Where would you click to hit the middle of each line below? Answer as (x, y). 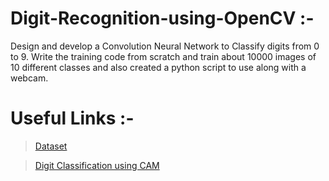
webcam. (29, 78)
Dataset (51, 146)
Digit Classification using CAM (97, 165)
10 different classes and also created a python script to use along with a (158, 67)
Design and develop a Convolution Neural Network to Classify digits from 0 (165, 46)
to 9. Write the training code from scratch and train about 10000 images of (163, 56)
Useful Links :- (72, 118)
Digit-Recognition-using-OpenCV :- (162, 18)
